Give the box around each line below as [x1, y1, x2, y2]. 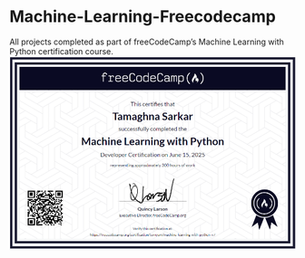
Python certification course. [9, 45, 113, 56]
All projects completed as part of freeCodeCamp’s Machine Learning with [9, 36, 284, 47]
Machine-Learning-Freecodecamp [9, 6, 277, 27]
